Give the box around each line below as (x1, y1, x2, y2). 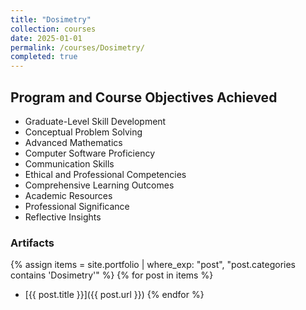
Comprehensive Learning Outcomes (24, 179, 175, 191)
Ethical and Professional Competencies (24, 168, 187, 180)
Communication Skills (24, 157, 115, 170)
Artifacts (10, 236, 55, 250)
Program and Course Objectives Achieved (10, 89, 278, 106)
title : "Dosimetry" (10, 14, 92, 25)
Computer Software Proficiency (24, 147, 156, 159)
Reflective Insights (24, 211, 102, 223)
